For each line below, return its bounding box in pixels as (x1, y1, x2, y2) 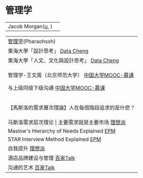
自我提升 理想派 (8, 145, 45, 152)
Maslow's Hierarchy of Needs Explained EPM (8, 127, 116, 134)
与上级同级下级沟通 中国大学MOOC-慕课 (8, 84, 105, 91)
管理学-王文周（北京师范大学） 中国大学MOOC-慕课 (8, 71, 134, 79)
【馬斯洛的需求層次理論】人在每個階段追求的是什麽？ (8, 104, 136, 111)
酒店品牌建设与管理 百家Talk (8, 154, 75, 161)
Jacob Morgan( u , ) (8, 22, 52, 30)
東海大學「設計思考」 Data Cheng (8, 47, 89, 54)
